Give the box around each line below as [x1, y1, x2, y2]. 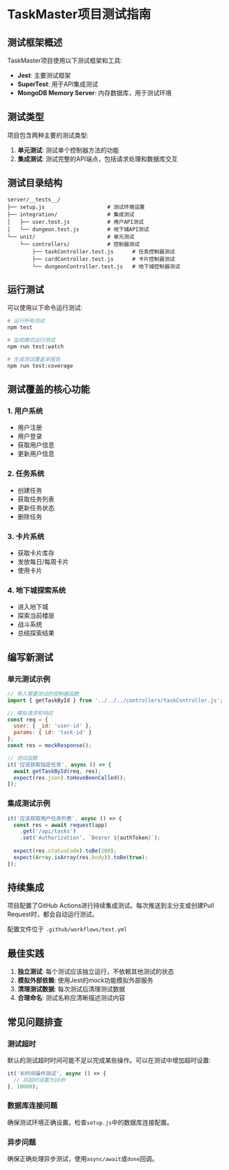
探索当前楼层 [17, 612, 54, 620]
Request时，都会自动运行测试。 [7, 910, 98, 919]
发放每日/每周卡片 [17, 557, 69, 565]
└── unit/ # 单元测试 [7, 233, 135, 240]
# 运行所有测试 [7, 318, 45, 325]
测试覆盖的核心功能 [7, 383, 90, 395]
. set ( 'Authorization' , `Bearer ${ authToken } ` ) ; [20, 834, 161, 842]
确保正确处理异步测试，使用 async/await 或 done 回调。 [7, 1155, 158, 1163]
